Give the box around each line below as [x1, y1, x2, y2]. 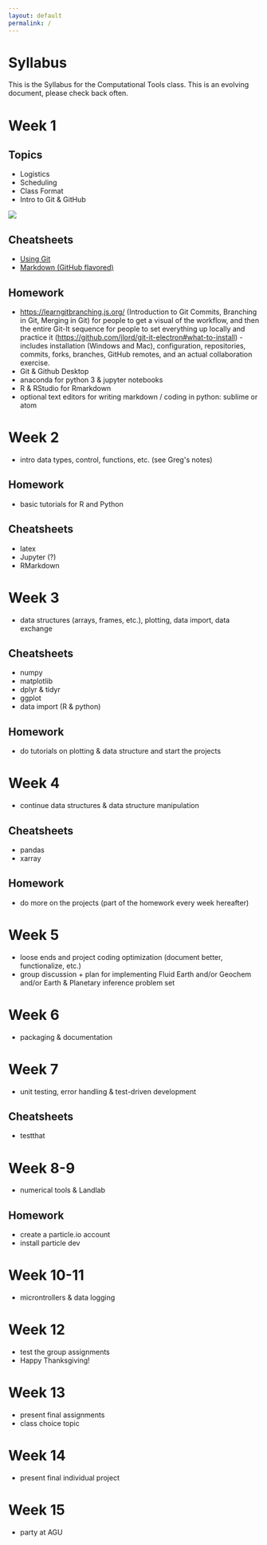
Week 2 [8, 428, 60, 447]
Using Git [19, 254, 51, 264]
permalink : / [8, 19, 52, 27]
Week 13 [8, 1384, 66, 1402]
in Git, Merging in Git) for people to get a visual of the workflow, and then [19, 316, 260, 325]
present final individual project [19, 1472, 120, 1483]
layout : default [8, 11, 62, 20]
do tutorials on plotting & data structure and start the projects [19, 747, 222, 756]
